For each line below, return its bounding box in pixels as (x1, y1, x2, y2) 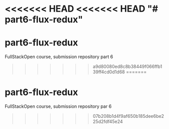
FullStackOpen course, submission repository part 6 (5, 54, 113, 60)
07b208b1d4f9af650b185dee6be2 (93, 113, 164, 119)
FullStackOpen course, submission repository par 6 (5, 103, 112, 109)
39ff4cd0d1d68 (93, 69, 125, 75)
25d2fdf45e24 (93, 118, 123, 124)
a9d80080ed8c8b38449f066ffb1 (93, 64, 162, 70)
